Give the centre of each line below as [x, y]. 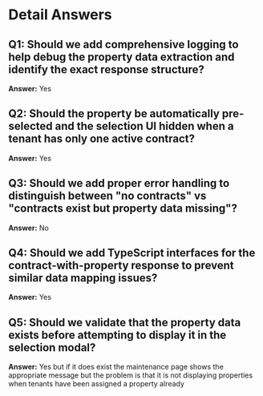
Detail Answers [60, 15]
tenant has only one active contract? [101, 139]
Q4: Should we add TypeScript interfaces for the [132, 253]
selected [31, 126]
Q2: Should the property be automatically [114, 114]
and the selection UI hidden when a [144, 126]
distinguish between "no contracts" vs [107, 196]
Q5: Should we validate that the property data [125, 322]
